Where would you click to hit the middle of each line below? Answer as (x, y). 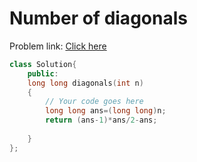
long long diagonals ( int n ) (85, 83)
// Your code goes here (94, 102)
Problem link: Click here (58, 46)
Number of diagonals (98, 18)
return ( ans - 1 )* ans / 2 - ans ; (101, 120)
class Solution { (43, 64)
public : (43, 73)
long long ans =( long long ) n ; (106, 111)
